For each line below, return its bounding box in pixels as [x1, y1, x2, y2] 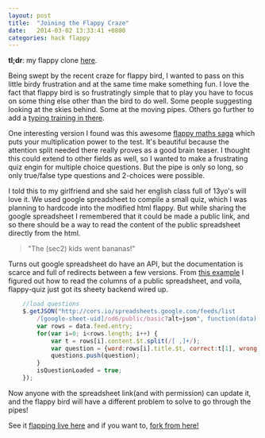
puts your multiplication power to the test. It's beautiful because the [8, 137, 230, 147]
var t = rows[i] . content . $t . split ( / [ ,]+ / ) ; [50, 337, 201, 345]
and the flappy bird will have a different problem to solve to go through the [8, 397, 252, 406]
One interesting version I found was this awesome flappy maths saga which [8, 129, 255, 138]
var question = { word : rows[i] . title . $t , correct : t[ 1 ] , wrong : [50, 344, 261, 352]
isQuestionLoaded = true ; [36, 366, 123, 374]
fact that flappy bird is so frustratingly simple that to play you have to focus [8, 88, 254, 98]
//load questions [22, 300, 80, 308]
